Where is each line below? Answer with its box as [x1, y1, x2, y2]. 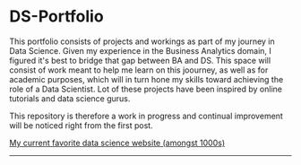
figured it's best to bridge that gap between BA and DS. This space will [9, 55, 271, 65]
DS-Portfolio [9, 6, 105, 27]
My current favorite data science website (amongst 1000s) [9, 137, 226, 148]
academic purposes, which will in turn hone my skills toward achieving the [9, 74, 284, 84]
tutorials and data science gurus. [9, 92, 131, 104]
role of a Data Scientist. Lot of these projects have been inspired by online [9, 83, 282, 94]
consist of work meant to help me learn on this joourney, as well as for [9, 65, 269, 75]
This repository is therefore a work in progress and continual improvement [9, 110, 284, 121]
